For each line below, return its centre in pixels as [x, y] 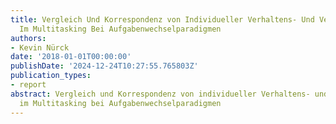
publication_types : [51, 76]
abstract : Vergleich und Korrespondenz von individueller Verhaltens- [160, 94]
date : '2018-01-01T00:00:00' [71, 57]
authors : [28, 38]
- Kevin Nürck [40, 47]
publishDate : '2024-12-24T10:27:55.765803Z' [104, 66]
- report [28, 85]
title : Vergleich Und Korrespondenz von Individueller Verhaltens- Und [162, 19]
